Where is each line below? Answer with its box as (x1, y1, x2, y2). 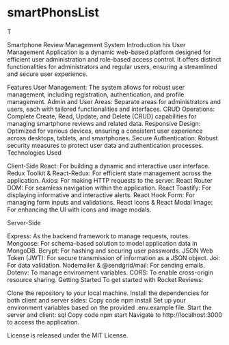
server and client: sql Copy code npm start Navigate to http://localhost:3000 (7, 310, 222, 319)
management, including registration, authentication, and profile (7, 90, 185, 99)
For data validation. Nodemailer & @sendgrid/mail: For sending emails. (7, 261, 205, 269)
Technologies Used (7, 149, 62, 157)
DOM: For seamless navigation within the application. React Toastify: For (7, 183, 212, 192)
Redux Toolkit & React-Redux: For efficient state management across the (7, 169, 212, 177)
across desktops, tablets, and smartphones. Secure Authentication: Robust (7, 133, 218, 142)
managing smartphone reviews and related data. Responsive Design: (7, 119, 201, 127)
